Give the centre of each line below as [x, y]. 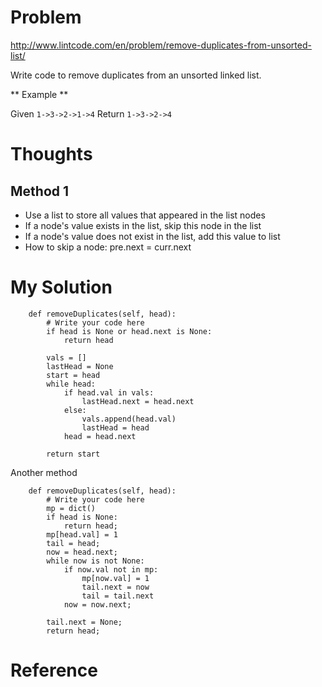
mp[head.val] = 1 [82, 534]
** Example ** [39, 94]
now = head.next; [82, 552]
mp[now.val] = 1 [115, 578]
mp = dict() [71, 508]
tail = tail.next [118, 596]
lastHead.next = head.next [138, 401]
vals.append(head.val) [129, 419]
